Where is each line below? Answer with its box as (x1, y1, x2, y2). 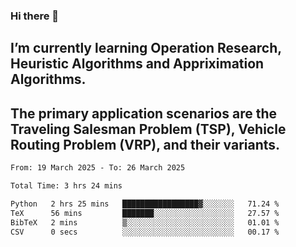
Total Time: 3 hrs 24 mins (10, 181, 123, 191)
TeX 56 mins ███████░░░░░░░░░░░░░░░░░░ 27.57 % (10, 208, 280, 218)
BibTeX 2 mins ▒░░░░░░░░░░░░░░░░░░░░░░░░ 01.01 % (10, 217, 280, 228)
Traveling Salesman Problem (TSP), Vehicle (10, 120, 287, 138)
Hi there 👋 (10, 9, 60, 23)
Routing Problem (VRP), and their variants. (10, 136, 281, 153)
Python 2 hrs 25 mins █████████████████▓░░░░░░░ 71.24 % (10, 199, 280, 209)
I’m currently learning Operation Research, (10, 40, 282, 57)
